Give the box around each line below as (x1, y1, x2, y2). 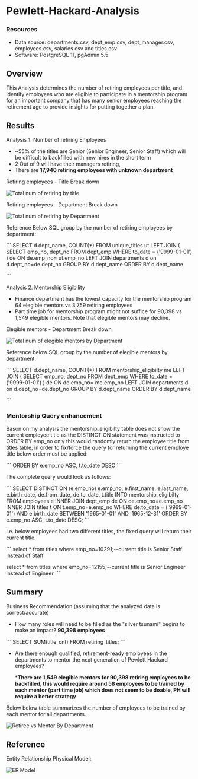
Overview (6, 68, 43, 78)
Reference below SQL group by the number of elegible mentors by (6, 349, 168, 356)
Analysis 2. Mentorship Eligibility (6, 284, 86, 291)
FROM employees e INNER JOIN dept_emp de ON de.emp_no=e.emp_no (6, 497, 183, 505)
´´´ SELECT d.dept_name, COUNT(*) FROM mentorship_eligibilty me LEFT (6, 367, 186, 374)
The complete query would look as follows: (6, 473, 111, 481)
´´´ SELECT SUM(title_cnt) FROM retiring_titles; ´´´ (6, 638, 126, 646)
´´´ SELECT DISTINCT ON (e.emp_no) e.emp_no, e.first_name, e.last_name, (6, 485, 189, 492)
